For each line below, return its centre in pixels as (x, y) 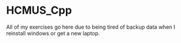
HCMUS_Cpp (39, 10)
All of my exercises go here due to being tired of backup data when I (91, 27)
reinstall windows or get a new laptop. (53, 33)
